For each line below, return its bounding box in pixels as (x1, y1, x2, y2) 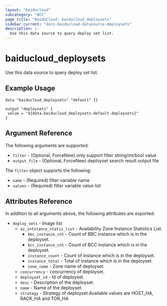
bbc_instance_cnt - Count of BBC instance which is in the (27, 231, 147, 237)
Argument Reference (5, 129, 73, 138)
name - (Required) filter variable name (12, 177, 90, 183)
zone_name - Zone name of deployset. (27, 264, 105, 270)
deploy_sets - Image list (12, 221, 63, 227)
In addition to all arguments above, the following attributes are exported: (5, 210, 155, 216)
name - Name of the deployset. (20, 285, 83, 291)
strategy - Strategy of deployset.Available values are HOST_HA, (20, 290, 154, 296)
